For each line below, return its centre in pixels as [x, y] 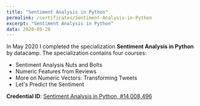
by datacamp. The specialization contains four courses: [77, 53]
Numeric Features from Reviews [56, 72]
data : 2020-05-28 [29, 29]
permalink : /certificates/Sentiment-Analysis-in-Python [79, 18]
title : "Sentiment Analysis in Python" [57, 12]
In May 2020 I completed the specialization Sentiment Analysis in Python [100, 47]
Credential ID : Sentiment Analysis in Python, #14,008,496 [79, 96]
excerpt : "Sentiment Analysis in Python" [60, 23]
